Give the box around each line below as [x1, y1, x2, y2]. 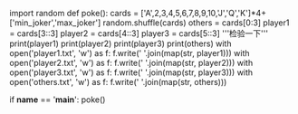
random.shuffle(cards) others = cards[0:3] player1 [102, 17, 290, 28]
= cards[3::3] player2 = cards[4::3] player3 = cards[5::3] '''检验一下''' [9, 28, 269, 39]
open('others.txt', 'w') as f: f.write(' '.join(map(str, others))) [9, 77, 227, 87]
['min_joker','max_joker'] [9, 17, 101, 28]
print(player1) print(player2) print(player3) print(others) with [9, 38, 232, 49]
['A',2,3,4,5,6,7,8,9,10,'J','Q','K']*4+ [139, 8, 267, 18]
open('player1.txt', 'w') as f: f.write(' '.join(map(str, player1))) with [9, 48, 251, 58]
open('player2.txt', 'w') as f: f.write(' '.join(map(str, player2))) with [9, 58, 254, 68]
